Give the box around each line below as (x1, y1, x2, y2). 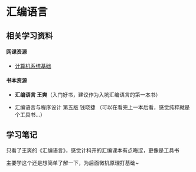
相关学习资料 (6, 31, 53, 41)
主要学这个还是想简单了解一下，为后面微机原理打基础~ (6, 159, 139, 166)
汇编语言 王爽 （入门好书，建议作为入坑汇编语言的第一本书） (14, 91, 161, 98)
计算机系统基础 (14, 62, 51, 70)
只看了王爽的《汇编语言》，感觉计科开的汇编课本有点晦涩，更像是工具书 (6, 147, 179, 154)
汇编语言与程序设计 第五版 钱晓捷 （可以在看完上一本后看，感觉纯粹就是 (14, 104, 190, 111)
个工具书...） (14, 111, 45, 118)
